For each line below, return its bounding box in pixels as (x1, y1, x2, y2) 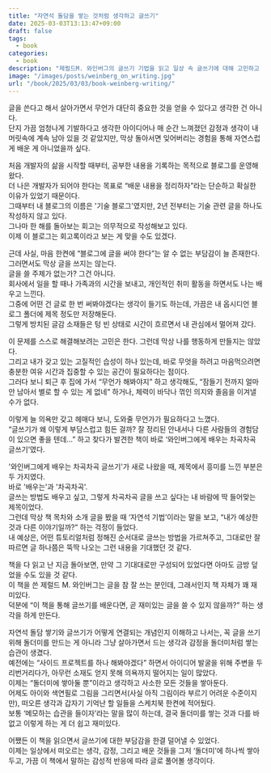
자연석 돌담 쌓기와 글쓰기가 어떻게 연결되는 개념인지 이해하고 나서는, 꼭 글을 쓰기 (8, 627, 261, 637)
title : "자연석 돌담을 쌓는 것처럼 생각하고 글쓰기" (8, 11, 159, 20)
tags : (8, 34, 27, 43)
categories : (8, 49, 49, 57)
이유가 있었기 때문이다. (8, 191, 80, 201)
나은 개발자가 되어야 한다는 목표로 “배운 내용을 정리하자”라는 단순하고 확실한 (16, 180, 256, 190)
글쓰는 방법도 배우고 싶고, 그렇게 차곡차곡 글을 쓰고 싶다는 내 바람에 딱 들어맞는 (8, 492, 256, 501)
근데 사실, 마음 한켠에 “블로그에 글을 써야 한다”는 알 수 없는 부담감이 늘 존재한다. (8, 248, 260, 258)
